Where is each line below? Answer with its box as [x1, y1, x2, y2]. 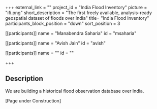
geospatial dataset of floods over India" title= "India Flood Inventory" [5, 15, 149, 21]
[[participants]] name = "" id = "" [5, 50, 74, 56]
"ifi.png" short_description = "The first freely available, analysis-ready [5, 10, 152, 16]
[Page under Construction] [5, 97, 61, 103]
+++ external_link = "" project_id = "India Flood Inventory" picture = [5, 5, 147, 10]
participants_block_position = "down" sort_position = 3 [5, 20, 120, 26]
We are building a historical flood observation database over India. [5, 88, 144, 94]
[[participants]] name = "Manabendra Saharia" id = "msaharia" [5, 30, 137, 36]
